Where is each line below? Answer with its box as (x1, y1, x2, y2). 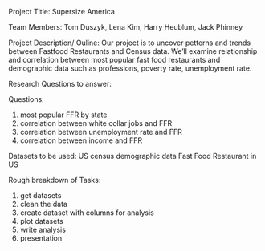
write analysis (19, 225, 67, 234)
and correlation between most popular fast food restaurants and (8, 55, 221, 64)
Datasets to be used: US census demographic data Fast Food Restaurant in (8, 152, 257, 160)
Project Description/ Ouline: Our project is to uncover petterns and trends (8, 38, 251, 47)
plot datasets (19, 217, 63, 225)
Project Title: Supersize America (8, 7, 115, 16)
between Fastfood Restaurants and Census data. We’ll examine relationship (8, 47, 258, 55)
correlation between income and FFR (19, 136, 143, 145)
